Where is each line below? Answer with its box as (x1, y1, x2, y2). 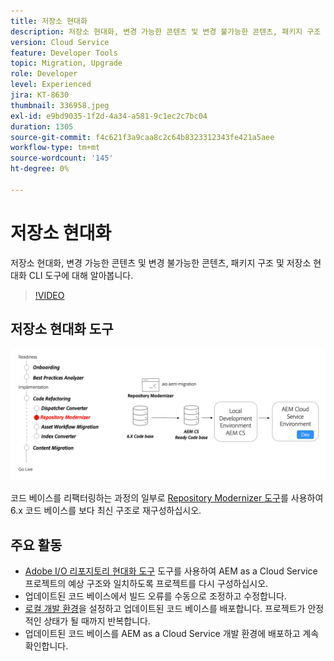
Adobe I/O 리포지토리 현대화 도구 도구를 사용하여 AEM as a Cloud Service (24, 565, 318, 577)
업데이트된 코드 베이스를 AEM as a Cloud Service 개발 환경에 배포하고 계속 (24, 627, 320, 639)
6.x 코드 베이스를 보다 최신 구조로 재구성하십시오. (10, 505, 202, 517)
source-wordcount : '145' (10, 153, 114, 164)
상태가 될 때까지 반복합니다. (43, 615, 151, 627)
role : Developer (10, 69, 78, 79)
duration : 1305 (10, 121, 74, 132)
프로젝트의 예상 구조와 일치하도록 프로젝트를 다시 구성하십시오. (24, 577, 269, 589)
